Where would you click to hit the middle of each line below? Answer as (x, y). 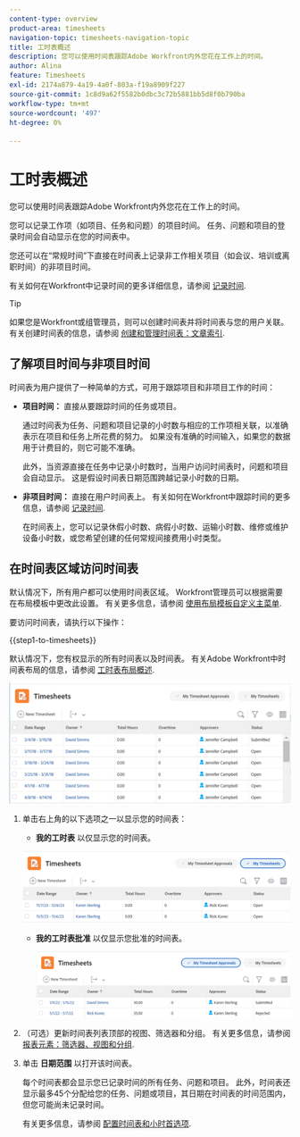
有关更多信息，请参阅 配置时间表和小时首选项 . (107, 1124)
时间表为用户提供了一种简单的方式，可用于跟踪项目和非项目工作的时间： (142, 387)
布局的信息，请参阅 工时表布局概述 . (89, 669)
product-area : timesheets (57, 28)
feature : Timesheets (48, 76)
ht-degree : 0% (36, 122)
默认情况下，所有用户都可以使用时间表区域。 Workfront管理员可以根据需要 (146, 592)
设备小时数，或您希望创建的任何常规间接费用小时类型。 (124, 538)
